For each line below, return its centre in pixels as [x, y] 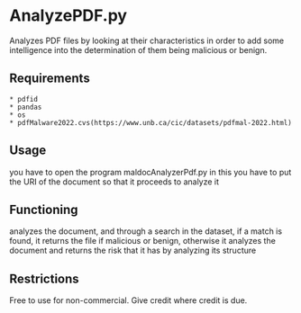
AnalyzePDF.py [68, 16]
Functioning [44, 209]
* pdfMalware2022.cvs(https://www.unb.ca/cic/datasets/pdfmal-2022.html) [151, 122]
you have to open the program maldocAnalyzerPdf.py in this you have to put [150, 172]
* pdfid [24, 99]
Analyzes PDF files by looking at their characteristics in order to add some [147, 40]
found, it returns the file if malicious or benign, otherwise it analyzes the [143, 241]
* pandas [26, 107]
